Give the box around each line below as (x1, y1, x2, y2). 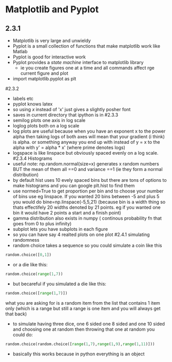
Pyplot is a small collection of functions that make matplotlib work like (12, 43, 161, 49)
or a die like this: (12, 261, 48, 267)
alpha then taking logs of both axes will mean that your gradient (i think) (12, 134, 165, 139)
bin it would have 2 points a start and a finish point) (12, 210, 122, 216)
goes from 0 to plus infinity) (12, 221, 72, 226)
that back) (5, 311, 27, 317)
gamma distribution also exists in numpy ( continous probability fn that (12, 215, 162, 221)
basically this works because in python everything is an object (12, 351, 145, 357)
